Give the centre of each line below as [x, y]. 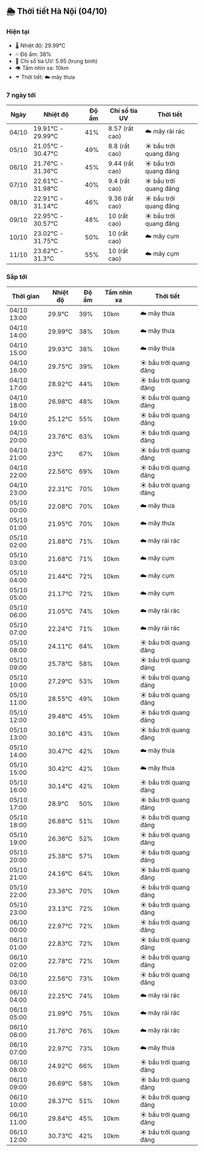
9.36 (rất [121, 198]
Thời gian [26, 296]
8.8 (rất [119, 146]
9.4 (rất [119, 181]
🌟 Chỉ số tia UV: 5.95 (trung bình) [56, 61]
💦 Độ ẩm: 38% [33, 54]
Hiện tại [18, 32]
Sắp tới [17, 277]
